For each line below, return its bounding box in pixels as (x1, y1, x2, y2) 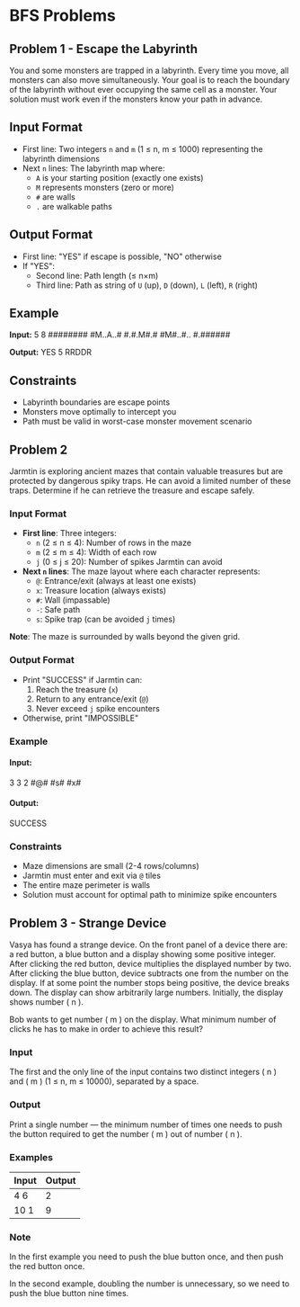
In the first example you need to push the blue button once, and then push (9, 1251, 284, 1262)
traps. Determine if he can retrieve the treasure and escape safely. (9, 485, 255, 496)
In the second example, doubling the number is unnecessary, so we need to (9, 1278, 290, 1289)
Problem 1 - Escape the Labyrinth (9, 41, 199, 57)
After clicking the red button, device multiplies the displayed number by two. (9, 959, 292, 970)
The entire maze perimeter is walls (22, 880, 151, 891)
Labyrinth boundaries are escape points (22, 397, 171, 407)
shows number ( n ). (9, 997, 84, 1007)
